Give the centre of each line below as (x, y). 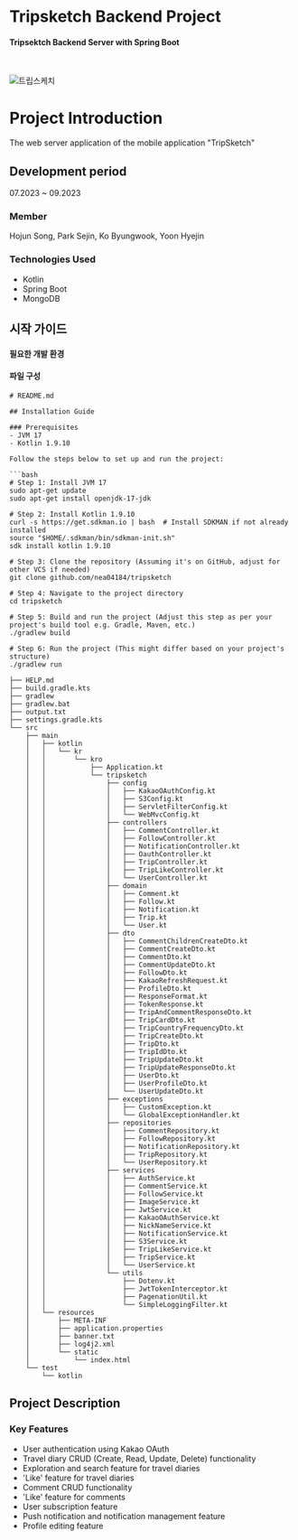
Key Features (39, 1429)
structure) (30, 657)
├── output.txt (38, 712)
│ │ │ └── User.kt (97, 925)
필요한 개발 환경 (37, 353)
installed (28, 530)
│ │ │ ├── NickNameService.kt (119, 1226)
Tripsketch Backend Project (115, 17)
